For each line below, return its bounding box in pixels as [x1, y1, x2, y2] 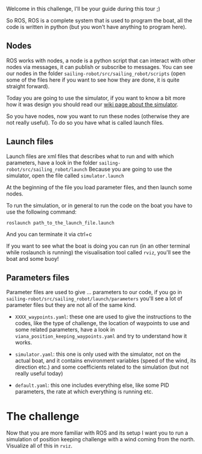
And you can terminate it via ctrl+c [6, 230, 92, 238]
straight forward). [6, 82, 50, 90]
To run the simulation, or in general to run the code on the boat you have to [6, 202, 193, 209]
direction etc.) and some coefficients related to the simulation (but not [14, 363, 189, 371]
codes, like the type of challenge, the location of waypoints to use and [14, 320, 190, 327]
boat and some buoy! [6, 255, 59, 262]
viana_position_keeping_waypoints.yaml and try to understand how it [14, 332, 187, 340]
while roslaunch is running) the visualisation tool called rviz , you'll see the [6, 248, 191, 256]
